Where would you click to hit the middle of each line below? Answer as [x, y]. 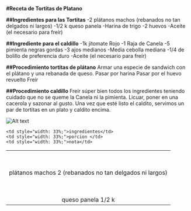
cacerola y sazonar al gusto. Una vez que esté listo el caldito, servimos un [95, 103]
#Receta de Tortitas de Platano [44, 8]
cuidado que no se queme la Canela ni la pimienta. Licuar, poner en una [92, 97]
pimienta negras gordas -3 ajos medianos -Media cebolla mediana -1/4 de [95, 50]
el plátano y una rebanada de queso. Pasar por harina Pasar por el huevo [94, 73]
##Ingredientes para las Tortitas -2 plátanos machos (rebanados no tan [93, 20]
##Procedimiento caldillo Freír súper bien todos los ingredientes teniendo [95, 91]
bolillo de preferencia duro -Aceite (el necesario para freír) [77, 56]
